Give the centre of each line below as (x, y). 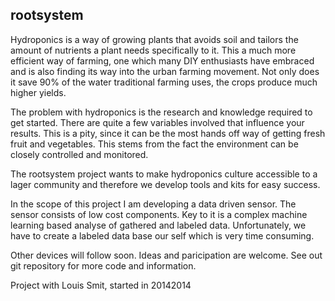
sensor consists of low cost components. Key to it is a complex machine (159, 214)
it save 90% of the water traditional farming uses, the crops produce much (164, 82)
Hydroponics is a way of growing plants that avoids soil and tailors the (154, 39)
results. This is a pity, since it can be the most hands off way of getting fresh (168, 133)
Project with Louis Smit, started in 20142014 (101, 285)
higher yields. (38, 92)
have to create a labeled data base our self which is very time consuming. (162, 235)
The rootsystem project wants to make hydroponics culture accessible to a (164, 174)
